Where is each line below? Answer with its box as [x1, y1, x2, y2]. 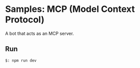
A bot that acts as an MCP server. [5, 30, 74, 36]
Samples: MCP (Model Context [5, 3, 135, 15]
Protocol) [5, 14, 45, 25]
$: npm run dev [5, 58, 37, 63]
